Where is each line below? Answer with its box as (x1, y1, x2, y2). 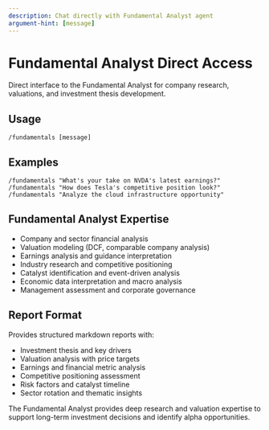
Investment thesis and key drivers (19, 345, 132, 354)
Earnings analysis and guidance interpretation (19, 251, 173, 260)
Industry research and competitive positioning (19, 259, 173, 269)
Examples (8, 155, 59, 169)
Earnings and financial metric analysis (19, 362, 146, 372)
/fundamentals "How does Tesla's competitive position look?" (8, 184, 221, 192)
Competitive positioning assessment (19, 371, 141, 380)
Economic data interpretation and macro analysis (19, 276, 182, 286)
